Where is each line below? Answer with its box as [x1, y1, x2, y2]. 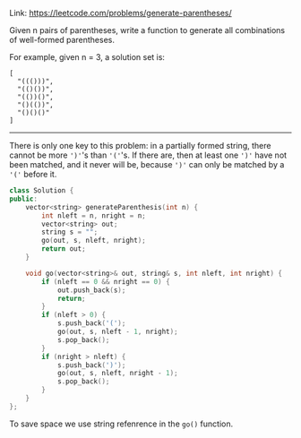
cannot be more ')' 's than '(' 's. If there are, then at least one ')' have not [9, 150, 288, 160]
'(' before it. [9, 169, 57, 179]
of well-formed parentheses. [9, 35, 115, 45]
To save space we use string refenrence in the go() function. [9, 418, 234, 429]
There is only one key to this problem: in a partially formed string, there [9, 141, 271, 150]
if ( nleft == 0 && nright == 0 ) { [41, 277, 170, 286]
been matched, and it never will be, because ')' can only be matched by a [9, 159, 285, 169]
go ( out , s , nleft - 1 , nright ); [56, 327, 178, 336]
